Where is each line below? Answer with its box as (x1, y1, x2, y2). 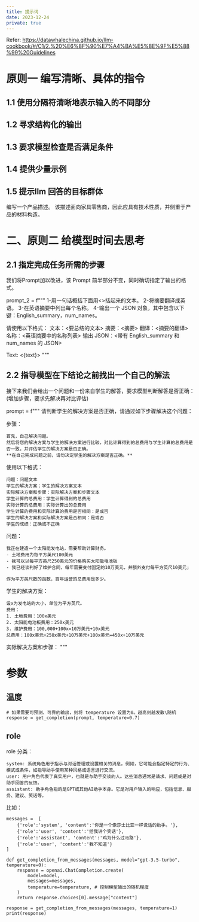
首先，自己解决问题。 (6, 433, 51, 439)
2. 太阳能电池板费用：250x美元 (6, 619, 74, 625)
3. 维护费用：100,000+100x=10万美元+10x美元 (6, 626, 110, 632)
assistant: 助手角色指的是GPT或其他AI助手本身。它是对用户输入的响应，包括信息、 (6, 786, 187, 792)
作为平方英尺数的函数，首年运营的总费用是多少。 (6, 576, 109, 582)
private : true (6, 20, 42, 26)
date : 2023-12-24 (6, 14, 50, 20)
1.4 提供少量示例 (6, 164, 67, 174)
